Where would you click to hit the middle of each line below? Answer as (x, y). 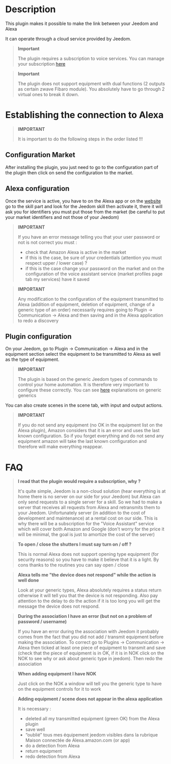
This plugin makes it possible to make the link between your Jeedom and (82, 23)
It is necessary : (34, 709)
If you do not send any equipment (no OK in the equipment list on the (90, 425)
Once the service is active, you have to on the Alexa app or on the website (83, 201)
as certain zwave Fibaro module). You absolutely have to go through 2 (91, 89)
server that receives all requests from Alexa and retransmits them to (89, 507)
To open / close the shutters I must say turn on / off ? (75, 544)
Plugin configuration (39, 336)
